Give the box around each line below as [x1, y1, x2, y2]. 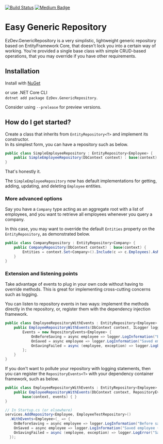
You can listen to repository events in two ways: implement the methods [5, 301, 149, 307]
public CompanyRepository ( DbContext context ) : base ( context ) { [14, 245, 147, 250]
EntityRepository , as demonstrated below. [5, 231, 91, 237]
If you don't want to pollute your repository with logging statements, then [5, 366, 151, 372]
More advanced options [5, 195, 63, 202]
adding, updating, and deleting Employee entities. [5, 183, 102, 189]
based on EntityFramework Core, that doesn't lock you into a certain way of [5, 43, 156, 49]
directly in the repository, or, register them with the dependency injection [5, 306, 151, 312]
